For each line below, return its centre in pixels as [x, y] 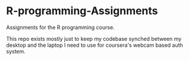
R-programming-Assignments [82, 11]
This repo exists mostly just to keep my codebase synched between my [94, 38]
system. [16, 51]
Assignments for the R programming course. [60, 27]
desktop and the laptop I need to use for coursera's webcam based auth [94, 45]
